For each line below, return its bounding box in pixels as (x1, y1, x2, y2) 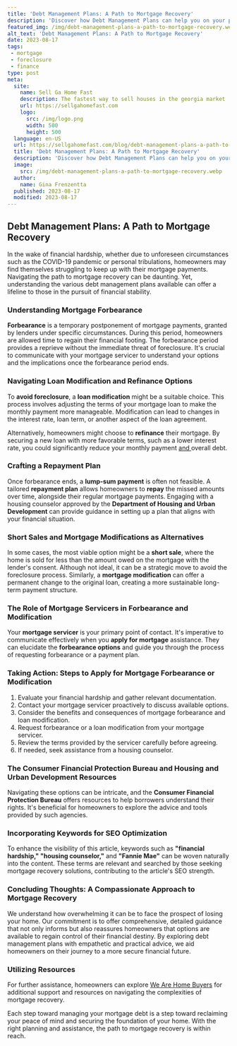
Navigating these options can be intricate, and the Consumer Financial (7, 788, 214, 797)
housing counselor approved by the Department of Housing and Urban (7, 499, 216, 508)
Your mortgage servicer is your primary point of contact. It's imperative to (7, 628, 224, 637)
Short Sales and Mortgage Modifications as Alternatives (7, 532, 205, 542)
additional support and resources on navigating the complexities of (7, 987, 202, 996)
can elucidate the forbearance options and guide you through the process (7, 643, 224, 651)
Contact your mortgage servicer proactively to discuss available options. (17, 700, 229, 709)
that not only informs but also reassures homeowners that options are (7, 924, 210, 932)
